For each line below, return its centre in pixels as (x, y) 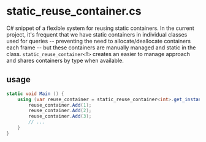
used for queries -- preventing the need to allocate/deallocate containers (99, 41)
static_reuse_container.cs (74, 11)
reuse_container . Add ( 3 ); (60, 116)
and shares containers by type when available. (65, 60)
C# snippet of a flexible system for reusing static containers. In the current (100, 28)
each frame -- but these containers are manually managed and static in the (101, 48)
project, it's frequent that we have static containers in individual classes (97, 34)
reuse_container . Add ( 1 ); (60, 105)
